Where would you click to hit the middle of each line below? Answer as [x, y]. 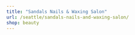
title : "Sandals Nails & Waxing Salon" [57, 12]
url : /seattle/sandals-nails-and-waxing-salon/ [68, 17]
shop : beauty [23, 23]
